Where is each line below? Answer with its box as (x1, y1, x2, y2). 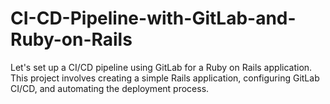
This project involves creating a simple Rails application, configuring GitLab (10, 72, 320, 84)
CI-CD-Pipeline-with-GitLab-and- (10, 7, 297, 30)
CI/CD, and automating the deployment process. (10, 82, 210, 94)
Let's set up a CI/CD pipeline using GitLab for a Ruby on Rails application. (10, 61, 313, 73)
